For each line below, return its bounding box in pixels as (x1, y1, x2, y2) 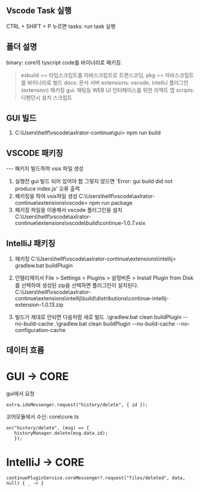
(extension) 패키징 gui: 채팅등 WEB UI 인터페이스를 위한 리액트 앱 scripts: (20, 86, 195, 94)
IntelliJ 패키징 (6, 238, 56, 248)
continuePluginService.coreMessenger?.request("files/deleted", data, (6, 475, 186, 481)
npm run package (89, 199, 133, 207)
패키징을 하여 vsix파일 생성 (14, 193, 78, 200)
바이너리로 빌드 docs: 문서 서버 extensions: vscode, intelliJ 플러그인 (27, 79, 189, 86)
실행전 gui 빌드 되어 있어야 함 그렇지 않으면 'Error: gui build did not (14, 178, 173, 185)
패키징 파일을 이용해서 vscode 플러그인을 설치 (14, 207, 122, 214)
